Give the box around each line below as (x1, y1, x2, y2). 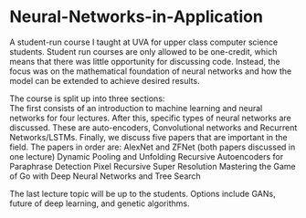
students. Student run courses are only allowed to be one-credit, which (9, 46, 278, 57)
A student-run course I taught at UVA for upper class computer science (9, 36, 279, 47)
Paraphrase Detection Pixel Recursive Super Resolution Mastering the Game (9, 161, 296, 171)
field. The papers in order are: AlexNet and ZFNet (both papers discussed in (9, 141, 296, 152)
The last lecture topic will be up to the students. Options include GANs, (9, 188, 276, 199)
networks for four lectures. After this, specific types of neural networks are (9, 112, 291, 123)
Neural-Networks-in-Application (9, 6, 263, 27)
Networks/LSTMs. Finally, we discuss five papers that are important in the (9, 131, 288, 142)
